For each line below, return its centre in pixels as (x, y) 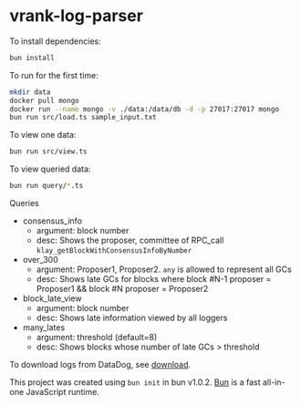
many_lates (44, 328)
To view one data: (43, 135)
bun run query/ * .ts (47, 186)
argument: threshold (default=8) (97, 338)
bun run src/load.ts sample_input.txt (83, 118)
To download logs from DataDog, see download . (100, 365)
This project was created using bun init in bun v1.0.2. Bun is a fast (135, 382)
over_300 (41, 260)
